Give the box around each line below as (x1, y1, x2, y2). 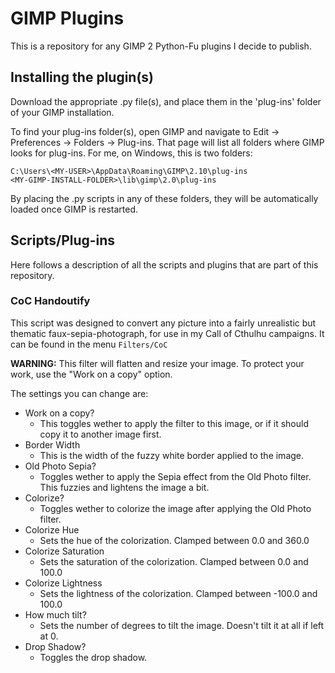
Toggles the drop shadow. (39, 651, 148, 663)
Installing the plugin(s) (10, 69, 155, 86)
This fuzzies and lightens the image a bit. (39, 481, 210, 493)
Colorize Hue (24, 523, 80, 536)
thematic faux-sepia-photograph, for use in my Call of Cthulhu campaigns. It (10, 327, 325, 339)
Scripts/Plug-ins (10, 232, 116, 249)
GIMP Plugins (10, 7, 125, 30)
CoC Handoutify (10, 294, 91, 308)
